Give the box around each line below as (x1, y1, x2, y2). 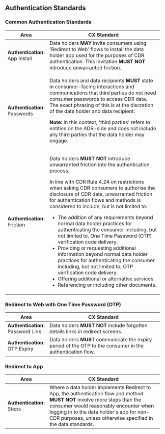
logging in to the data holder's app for (49, 408, 137, 415)
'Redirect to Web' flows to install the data (49, 46, 144, 53)
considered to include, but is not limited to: (49, 203, 147, 210)
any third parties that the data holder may (49, 131, 145, 138)
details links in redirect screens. (49, 328, 123, 335)
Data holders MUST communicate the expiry (49, 336, 152, 343)
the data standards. (49, 421, 94, 428)
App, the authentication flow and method (49, 390, 144, 397)
